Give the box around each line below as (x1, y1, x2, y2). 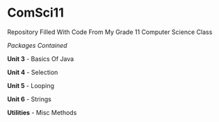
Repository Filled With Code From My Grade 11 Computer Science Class (7, 28, 213, 36)
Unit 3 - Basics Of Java (7, 54, 74, 63)
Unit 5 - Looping (7, 81, 54, 89)
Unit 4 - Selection (7, 68, 58, 76)
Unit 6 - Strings (7, 95, 52, 103)
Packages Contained (7, 41, 67, 49)
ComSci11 (7, 5, 64, 21)
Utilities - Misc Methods (7, 108, 77, 116)
